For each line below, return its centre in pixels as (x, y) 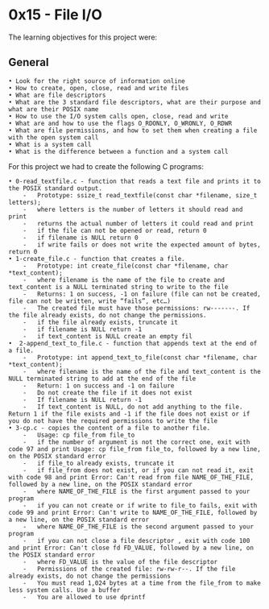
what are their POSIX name (54, 109)
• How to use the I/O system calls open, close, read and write (118, 116)
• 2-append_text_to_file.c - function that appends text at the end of (133, 343)
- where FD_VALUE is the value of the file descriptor (120, 561)
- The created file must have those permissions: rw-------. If (137, 308)
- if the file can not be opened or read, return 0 (115, 230)
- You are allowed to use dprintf (85, 597)
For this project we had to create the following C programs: (106, 166)
